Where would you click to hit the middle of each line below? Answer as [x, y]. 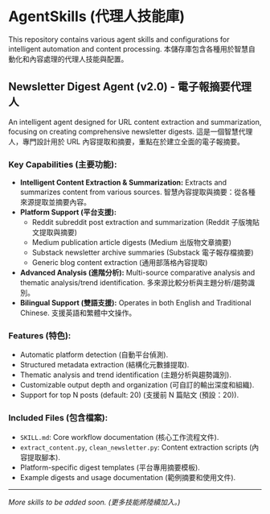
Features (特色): [40, 335]
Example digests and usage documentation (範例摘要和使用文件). [128, 477]
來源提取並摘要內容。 [55, 202]
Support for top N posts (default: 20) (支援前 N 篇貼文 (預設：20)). [129, 395]
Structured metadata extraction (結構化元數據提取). [104, 365]
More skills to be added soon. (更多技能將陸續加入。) [94, 502]
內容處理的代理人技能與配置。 [79, 59]
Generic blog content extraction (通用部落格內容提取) [120, 263]
